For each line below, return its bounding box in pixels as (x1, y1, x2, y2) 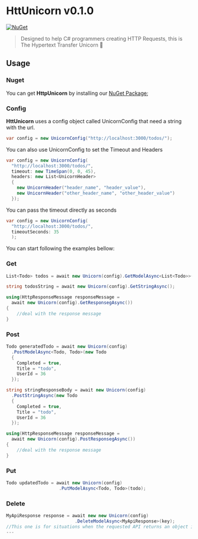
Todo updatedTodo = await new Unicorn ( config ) (6, 479, 123, 486)
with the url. (6, 124, 35, 131)
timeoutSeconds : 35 (11, 229, 60, 235)
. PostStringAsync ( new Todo (11, 393, 78, 399)
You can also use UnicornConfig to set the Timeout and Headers (6, 146, 163, 153)
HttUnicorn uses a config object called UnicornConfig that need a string (6, 117, 182, 124)
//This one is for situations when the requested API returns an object (6, 524, 189, 530)
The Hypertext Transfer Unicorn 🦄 (20, 41, 104, 48)
